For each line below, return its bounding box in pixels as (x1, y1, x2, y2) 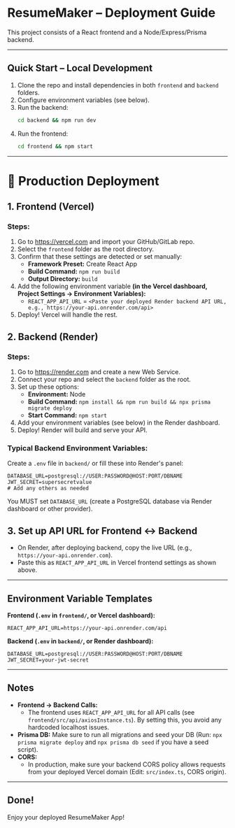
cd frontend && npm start (17, 143, 93, 150)
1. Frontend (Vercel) (7, 201, 94, 213)
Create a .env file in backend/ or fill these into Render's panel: (7, 459, 184, 468)
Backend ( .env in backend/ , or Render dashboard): (7, 636, 154, 645)
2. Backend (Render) (7, 331, 99, 343)
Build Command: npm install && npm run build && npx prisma (27, 397, 211, 406)
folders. (17, 88, 40, 97)
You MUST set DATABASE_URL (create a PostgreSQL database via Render (7, 497, 213, 506)
